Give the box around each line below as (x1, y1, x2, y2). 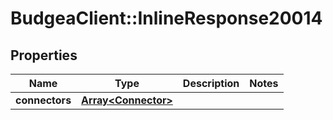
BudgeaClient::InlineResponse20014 (10, 7, 323, 30)
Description (182, 77, 240, 90)
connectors (15, 93, 72, 107)
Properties (10, 47, 78, 64)
